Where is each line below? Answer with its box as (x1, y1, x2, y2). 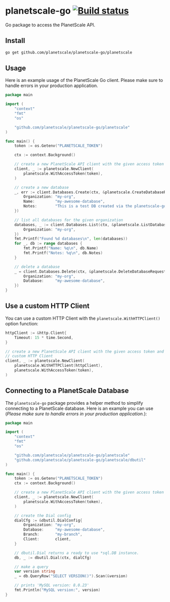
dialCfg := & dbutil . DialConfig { (14, 518, 82, 523)
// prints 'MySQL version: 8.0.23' (14, 583, 90, 588)
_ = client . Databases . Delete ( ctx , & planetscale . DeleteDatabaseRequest (14, 269, 166, 274)
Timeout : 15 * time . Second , (14, 335, 73, 340)
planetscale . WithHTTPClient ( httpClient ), (14, 363, 103, 368)
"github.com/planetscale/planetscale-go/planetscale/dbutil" (14, 457, 146, 462)
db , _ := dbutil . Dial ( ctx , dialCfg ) (14, 555, 92, 560)
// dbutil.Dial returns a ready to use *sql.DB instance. (14, 550, 139, 555)
